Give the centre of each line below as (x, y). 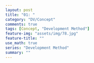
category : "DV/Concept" (30, 19)
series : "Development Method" (37, 48)
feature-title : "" (25, 39)
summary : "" (18, 52)
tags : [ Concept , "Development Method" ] (48, 29)
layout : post (19, 10)
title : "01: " (20, 15)
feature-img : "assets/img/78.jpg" (42, 34)
